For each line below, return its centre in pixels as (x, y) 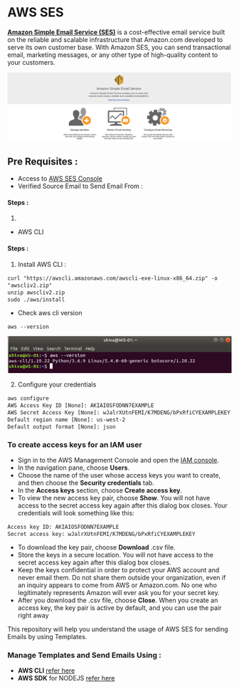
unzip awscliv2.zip (36, 293)
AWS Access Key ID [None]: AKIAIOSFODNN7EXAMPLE (81, 405)
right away (33, 615)
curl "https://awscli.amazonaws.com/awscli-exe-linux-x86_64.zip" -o (113, 278)
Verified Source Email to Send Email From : (80, 186)
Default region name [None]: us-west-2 (67, 420)
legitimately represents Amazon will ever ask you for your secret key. (118, 592)
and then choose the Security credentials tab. (86, 483)
